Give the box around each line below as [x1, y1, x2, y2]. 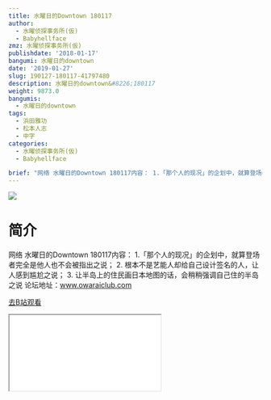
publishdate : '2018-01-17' [8, 49, 99, 57]
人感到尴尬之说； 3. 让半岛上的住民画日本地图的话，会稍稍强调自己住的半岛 [8, 270, 260, 280]
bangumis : [8, 95, 42, 103]
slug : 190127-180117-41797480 [8, 72, 110, 80]
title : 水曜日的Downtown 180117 [8, 11, 113, 20]
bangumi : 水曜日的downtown [8, 57, 94, 65]
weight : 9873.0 [8, 86, 60, 95]
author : [8, 19, 35, 27]
